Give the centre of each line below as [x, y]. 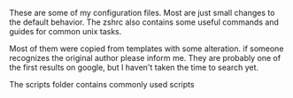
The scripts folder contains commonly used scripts [102, 84]
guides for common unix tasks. [66, 31]
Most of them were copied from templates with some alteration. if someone [146, 49]
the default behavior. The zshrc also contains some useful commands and [144, 22]
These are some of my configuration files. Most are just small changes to [142, 13]
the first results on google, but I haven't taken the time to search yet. [134, 67]
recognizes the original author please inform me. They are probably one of [145, 58]
